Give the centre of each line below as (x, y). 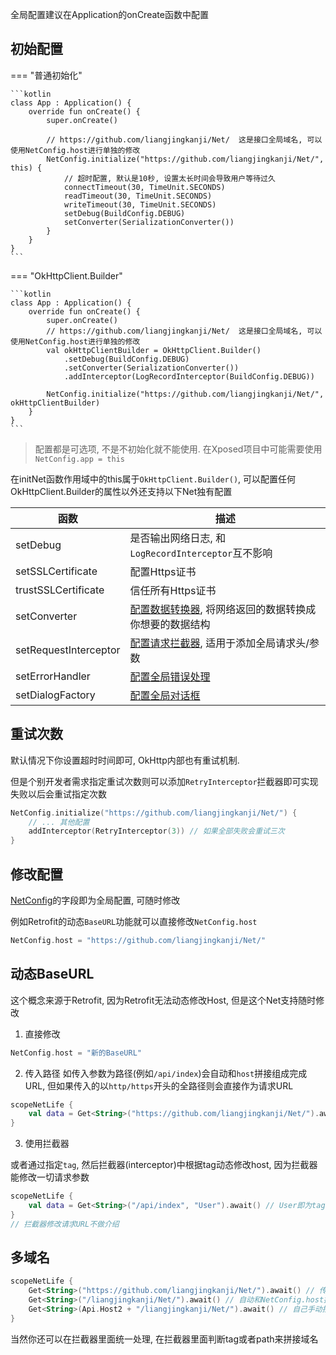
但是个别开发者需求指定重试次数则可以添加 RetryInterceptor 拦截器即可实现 (164, 781)
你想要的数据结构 (170, 624)
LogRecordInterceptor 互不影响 (201, 553)
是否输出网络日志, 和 (178, 538)
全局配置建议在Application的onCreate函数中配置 (109, 14)
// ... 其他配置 (59, 822)
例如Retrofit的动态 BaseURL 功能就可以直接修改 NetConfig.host (134, 921)
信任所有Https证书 (173, 590)
